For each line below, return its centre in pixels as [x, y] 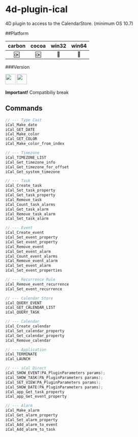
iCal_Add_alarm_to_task [30, 429]
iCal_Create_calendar [28, 326]
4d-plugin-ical [37, 9]
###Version [18, 67]
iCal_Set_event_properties [34, 270]
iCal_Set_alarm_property [31, 420]
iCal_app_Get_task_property [35, 392]
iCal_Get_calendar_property [35, 336]
